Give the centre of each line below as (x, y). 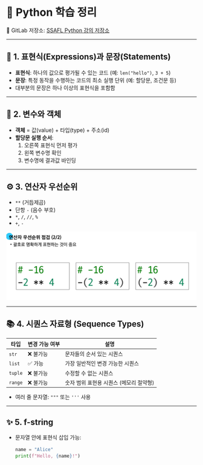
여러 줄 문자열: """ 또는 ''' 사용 (53, 397)
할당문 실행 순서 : (34, 137)
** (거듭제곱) (30, 203)
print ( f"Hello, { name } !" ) (47, 456)
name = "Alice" (34, 450)
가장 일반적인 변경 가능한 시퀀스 (102, 363)
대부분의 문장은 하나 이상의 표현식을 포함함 (65, 88)
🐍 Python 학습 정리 (52, 12)
